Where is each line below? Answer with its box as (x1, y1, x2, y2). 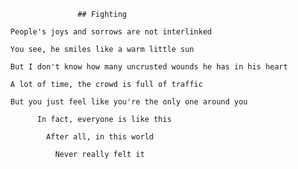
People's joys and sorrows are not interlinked (10, 27, 213, 37)
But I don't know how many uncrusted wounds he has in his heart (10, 62, 289, 72)
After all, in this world (45, 132, 154, 142)
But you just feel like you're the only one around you (10, 97, 248, 107)
